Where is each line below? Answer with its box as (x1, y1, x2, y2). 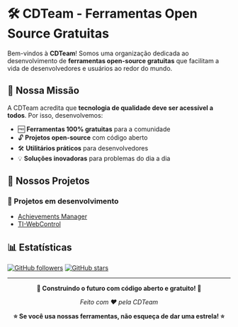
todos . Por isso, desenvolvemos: (7, 111, 103, 119)
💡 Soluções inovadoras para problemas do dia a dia (17, 154, 171, 162)
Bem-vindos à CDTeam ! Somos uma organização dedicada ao (7, 49, 189, 57)
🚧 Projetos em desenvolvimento (7, 196, 119, 206)
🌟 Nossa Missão (7, 84, 80, 96)
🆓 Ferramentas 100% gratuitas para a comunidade (17, 125, 171, 133)
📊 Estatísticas (7, 241, 72, 253)
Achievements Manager (17, 212, 87, 221)
